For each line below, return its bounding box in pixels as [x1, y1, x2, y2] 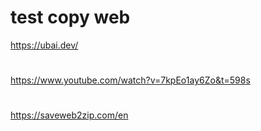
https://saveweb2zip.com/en [10, 109, 129, 121]
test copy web [10, 6, 131, 29]
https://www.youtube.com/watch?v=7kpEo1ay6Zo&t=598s [10, 74, 251, 86]
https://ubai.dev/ [10, 39, 79, 51]
